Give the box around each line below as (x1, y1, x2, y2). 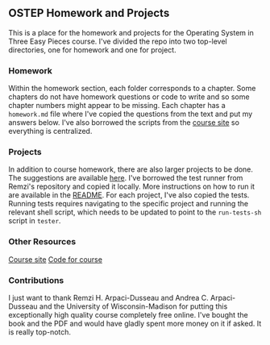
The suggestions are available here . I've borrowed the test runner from (8, 173, 243, 183)
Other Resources (8, 236, 77, 247)
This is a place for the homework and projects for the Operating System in (8, 27, 254, 37)
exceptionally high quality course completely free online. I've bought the (8, 310, 248, 319)
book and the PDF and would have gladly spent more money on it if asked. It (8, 318, 262, 328)
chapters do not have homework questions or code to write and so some (8, 92, 250, 102)
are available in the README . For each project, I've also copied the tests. (8, 190, 250, 200)
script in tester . (8, 216, 61, 226)
